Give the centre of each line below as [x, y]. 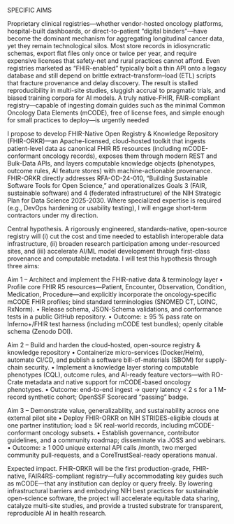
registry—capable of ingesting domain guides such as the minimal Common [116, 105]
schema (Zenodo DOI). [40, 332]
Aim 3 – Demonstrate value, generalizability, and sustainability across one [113, 410]
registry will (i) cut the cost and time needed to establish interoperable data [115, 236]
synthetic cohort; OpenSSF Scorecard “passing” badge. [108, 397]
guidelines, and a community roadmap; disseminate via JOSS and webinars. [117, 440]
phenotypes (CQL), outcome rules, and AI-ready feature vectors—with [109, 374]
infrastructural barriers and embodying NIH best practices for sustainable [113, 491]
